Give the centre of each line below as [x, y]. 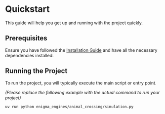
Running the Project [36, 71]
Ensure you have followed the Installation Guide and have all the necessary [81, 50]
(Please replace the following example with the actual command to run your [82, 92]
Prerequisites [26, 38]
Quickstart [28, 9]
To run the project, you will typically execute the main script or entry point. [81, 83]
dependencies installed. [29, 55]
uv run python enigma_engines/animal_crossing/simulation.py [69, 107]
